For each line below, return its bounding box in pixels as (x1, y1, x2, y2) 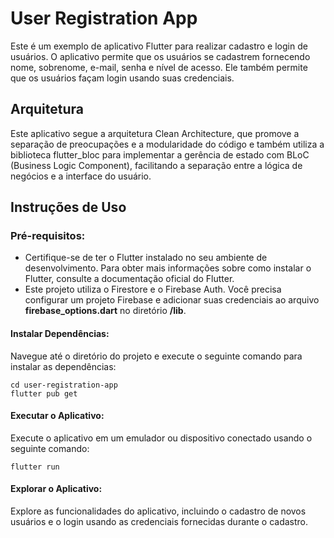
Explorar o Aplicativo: (10, 483, 103, 495)
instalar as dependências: (10, 360, 117, 372)
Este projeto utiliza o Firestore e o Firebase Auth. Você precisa (24, 283, 282, 296)
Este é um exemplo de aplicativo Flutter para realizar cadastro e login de (10, 40, 308, 52)
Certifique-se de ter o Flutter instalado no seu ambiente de (24, 252, 268, 264)
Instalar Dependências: (10, 328, 110, 340)
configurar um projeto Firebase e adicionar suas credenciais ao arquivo (24, 294, 320, 306)
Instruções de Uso (10, 199, 127, 216)
